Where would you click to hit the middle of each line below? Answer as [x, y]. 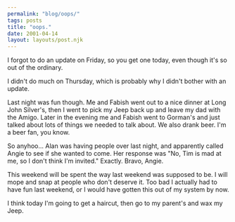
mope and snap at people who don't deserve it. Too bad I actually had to [113, 182]
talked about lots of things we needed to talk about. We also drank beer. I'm [117, 125]
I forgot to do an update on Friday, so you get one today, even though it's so [117, 60]
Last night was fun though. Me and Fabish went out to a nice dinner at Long [117, 102]
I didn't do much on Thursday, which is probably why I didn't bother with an [117, 81]
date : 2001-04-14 [33, 33]
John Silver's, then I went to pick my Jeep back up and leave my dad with [114, 110]
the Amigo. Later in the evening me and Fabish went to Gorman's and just [114, 118]
